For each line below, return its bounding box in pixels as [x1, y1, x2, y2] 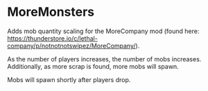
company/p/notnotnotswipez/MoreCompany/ [7, 41, 137, 50]
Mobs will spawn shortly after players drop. [7, 75, 131, 83]
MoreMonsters [7, 4, 95, 20]
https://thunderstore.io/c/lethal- [7, 34, 98, 42]
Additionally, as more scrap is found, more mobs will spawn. [7, 62, 179, 70]
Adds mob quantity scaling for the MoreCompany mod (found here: [7, 27, 200, 35]
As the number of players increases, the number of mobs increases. [7, 54, 202, 63]
